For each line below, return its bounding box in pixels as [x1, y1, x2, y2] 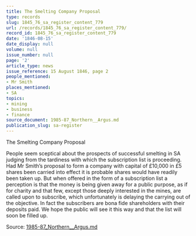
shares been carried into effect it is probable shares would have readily [6, 169, 178, 175]
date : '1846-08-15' [6, 36, 54, 41]
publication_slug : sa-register [6, 123, 82, 129]
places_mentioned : [6, 85, 51, 91]
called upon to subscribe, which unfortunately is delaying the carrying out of [6, 193, 191, 200]
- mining [6, 100, 27, 107]
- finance [6, 112, 30, 117]
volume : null [6, 47, 38, 53]
